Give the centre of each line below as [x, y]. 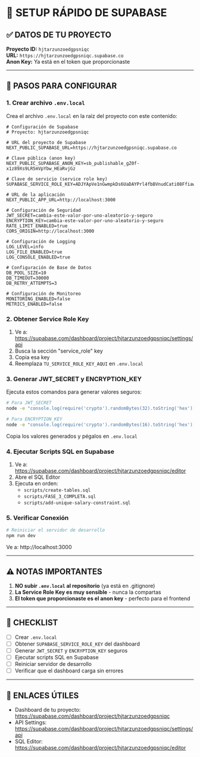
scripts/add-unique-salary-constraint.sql [77, 503]
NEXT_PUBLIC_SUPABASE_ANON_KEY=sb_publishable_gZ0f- [73, 163]
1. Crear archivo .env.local [46, 103]
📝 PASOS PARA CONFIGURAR [62, 86]
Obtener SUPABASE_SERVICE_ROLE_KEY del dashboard [77, 644]
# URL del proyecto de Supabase [46, 142]
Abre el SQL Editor [37, 477]
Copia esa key [32, 357]
